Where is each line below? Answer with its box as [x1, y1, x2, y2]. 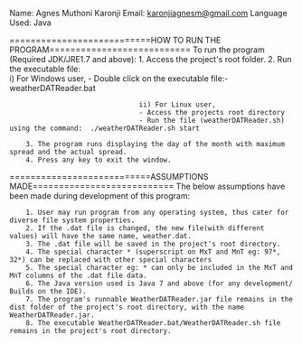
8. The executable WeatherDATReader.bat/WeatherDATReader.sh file [25, 319, 281, 328]
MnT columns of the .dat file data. [9, 271, 147, 280]
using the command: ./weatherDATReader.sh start [9, 124, 201, 133]
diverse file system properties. [9, 216, 136, 225]
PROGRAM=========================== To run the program [9, 44, 265, 55]
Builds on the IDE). [9, 287, 88, 296]
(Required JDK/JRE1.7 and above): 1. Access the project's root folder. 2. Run [9, 54, 292, 64]
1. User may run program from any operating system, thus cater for [25, 208, 289, 217]
